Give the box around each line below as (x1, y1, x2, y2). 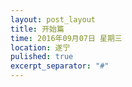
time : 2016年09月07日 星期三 (10, 33, 123, 43)
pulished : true (10, 52, 74, 62)
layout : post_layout (10, 14, 97, 25)
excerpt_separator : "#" (10, 61, 110, 71)
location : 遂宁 (10, 42, 71, 53)
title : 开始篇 (10, 24, 65, 34)
